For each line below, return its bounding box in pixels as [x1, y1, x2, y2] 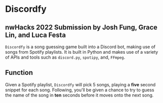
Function [5, 69, 33, 77]
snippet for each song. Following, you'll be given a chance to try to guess [5, 87, 155, 93]
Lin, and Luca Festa [5, 31, 66, 39]
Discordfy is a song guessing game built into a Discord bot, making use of [5, 44, 156, 50]
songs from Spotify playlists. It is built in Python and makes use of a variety [5, 49, 158, 55]
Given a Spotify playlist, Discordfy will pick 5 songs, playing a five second [5, 81, 156, 87]
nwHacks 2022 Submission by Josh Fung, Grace [5, 23, 158, 32]
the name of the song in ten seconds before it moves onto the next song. [5, 92, 154, 98]
